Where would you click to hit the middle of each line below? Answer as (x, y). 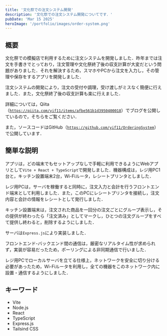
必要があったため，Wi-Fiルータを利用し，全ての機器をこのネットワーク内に (83, 266)
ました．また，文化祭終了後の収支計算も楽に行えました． (64, 94)
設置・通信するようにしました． (38, 273)
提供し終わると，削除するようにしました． (53, 222)
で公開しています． (25, 134)
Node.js (20, 308)
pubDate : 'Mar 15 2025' (30, 19)
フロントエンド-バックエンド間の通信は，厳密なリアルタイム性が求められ (81, 243)
